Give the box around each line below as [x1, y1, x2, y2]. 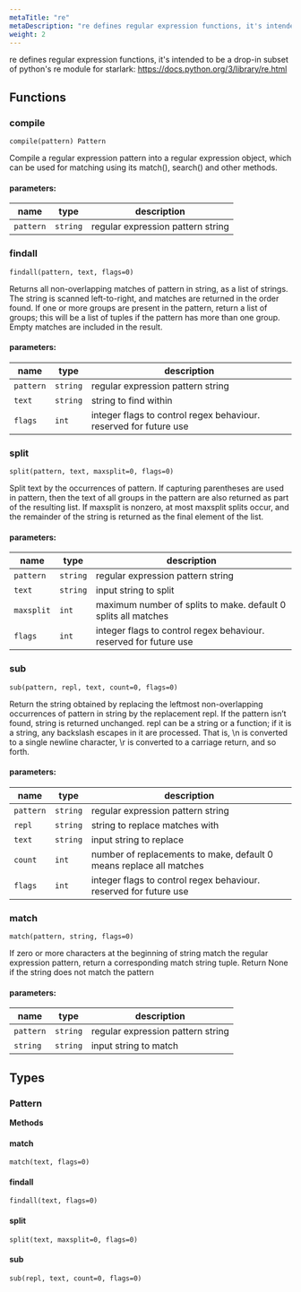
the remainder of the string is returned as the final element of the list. [9, 511, 264, 522]
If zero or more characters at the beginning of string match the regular [9, 948, 269, 959]
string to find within [90, 394, 173, 406]
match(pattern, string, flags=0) [9, 932, 134, 941]
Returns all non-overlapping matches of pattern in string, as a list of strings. [9, 283, 288, 294]
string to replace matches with [90, 818, 219, 831]
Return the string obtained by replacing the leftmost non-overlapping [9, 698, 263, 709]
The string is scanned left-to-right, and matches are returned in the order [9, 293, 279, 304]
